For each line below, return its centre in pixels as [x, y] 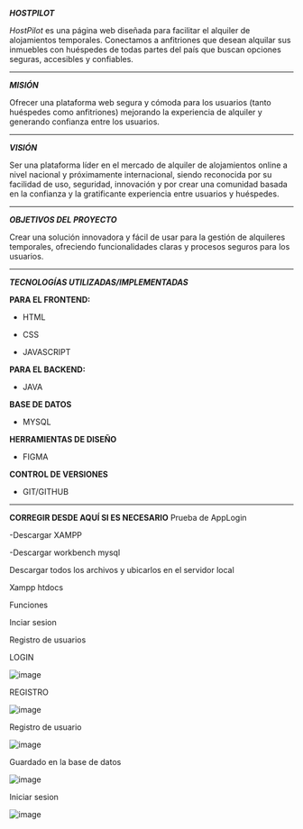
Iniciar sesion [34, 797]
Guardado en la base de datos [65, 762]
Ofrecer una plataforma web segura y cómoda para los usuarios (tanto [141, 102]
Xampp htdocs [37, 588]
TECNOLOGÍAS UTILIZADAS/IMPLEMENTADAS [99, 282]
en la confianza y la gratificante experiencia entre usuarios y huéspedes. [144, 194]
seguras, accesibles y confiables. [71, 59]
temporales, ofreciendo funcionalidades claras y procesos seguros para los [150, 246]
